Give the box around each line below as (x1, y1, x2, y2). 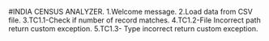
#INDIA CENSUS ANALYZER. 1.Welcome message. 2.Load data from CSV (8, 7, 254, 16)
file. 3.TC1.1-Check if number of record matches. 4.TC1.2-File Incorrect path (8, 15, 261, 25)
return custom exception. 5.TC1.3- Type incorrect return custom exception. (8, 24, 258, 33)
